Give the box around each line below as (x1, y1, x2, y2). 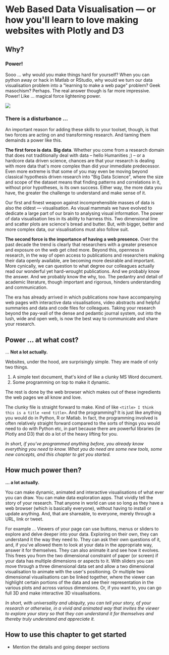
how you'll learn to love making (5, 14, 139, 26)
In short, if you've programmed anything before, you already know (5, 440, 144, 447)
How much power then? (5, 466, 82, 474)
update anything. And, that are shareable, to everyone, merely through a (5, 510, 155, 516)
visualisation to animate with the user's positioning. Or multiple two (5, 568, 145, 574)
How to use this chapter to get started (5, 630, 127, 639)
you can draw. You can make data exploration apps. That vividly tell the (5, 494, 153, 500)
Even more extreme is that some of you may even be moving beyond (5, 168, 148, 174)
